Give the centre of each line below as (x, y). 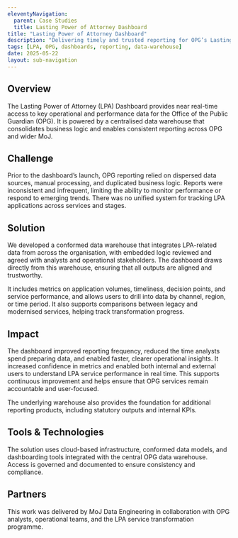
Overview (29, 89)
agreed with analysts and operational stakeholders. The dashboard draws (115, 260)
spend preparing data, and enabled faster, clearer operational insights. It (113, 358)
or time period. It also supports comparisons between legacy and (103, 304)
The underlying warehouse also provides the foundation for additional (109, 402)
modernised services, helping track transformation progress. (96, 312)
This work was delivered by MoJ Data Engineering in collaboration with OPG (119, 511)
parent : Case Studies (46, 21)
